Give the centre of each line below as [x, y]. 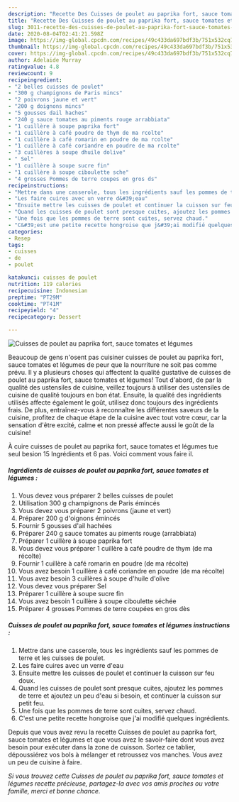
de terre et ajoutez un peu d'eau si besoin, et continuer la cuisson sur [120, 696]
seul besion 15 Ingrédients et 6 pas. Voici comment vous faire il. [101, 454]
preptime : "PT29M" [35, 297]
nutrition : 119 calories [45, 284]
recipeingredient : [35, 80]
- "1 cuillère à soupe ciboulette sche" [69, 172]
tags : [16, 245]
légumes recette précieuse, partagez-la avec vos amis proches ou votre [114, 783]
